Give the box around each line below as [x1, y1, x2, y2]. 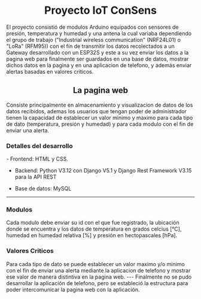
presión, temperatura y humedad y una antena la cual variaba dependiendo [6, 29, 192, 37]
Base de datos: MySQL [14, 185, 72, 192]
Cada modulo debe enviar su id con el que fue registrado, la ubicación [6, 219, 179, 226]
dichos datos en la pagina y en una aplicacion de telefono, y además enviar [6, 61, 192, 69]
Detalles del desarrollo [6, 141, 73, 150]
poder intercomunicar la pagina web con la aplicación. [6, 286, 140, 293]
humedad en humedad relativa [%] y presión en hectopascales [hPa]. [6, 232, 178, 239]
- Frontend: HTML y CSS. [6, 155, 69, 162]
